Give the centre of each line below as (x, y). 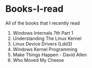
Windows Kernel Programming (45, 49)
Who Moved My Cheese (38, 60)
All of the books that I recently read (43, 23)
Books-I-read (34, 9)
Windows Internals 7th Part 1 (43, 33)
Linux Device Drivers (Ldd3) (42, 43)
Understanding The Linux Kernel (47, 38)
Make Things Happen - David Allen (50, 55)
